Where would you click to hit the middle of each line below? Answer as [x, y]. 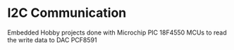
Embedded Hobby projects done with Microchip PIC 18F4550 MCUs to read [117, 32]
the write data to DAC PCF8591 [52, 39]
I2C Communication [67, 13]
